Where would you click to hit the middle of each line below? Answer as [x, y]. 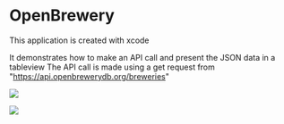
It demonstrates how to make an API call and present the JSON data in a [142, 57]
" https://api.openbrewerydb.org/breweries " [90, 76]
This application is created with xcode [79, 40]
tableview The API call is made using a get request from [112, 67]
